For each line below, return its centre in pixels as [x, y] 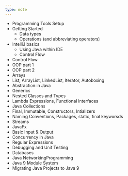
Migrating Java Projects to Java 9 [45, 168]
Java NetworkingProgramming [43, 158]
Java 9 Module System [35, 163]
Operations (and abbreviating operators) [60, 39]
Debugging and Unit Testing [40, 147]
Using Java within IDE [41, 49]
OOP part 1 [23, 65]
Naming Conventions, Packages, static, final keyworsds [68, 116]
